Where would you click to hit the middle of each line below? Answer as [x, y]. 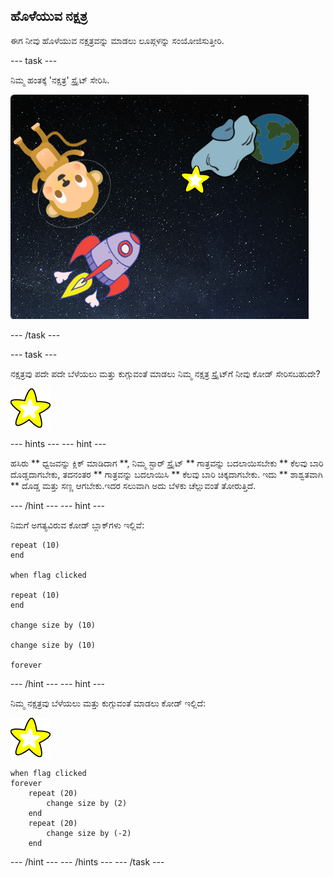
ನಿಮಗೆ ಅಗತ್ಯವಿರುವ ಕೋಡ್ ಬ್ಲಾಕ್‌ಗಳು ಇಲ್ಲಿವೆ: [77, 525]
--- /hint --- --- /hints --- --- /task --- [87, 861]
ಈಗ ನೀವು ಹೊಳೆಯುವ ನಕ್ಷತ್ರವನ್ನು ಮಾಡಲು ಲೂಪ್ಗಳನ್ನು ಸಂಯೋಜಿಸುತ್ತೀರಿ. [117, 40]
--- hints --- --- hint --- [58, 443]
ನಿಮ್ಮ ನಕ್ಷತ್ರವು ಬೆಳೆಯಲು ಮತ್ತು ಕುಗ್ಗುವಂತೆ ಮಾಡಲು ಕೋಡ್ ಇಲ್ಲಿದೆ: [108, 703]
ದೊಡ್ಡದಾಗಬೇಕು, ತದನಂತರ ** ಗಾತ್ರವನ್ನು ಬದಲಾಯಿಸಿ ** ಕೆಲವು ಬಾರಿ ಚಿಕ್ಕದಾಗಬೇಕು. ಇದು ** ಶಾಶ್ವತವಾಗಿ [166, 474]
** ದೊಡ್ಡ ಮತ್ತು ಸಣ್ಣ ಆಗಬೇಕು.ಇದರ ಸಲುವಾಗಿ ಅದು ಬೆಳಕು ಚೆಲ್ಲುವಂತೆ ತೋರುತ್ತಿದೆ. [133, 485]
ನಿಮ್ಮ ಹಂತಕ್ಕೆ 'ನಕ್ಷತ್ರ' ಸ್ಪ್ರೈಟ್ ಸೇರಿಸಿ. [60, 80]
